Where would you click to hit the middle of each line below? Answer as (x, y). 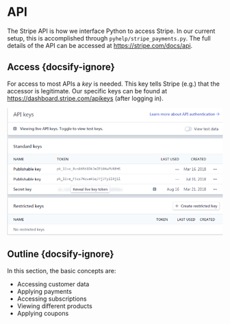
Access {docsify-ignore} (61, 67)
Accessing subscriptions (52, 299)
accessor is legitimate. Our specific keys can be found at (87, 91)
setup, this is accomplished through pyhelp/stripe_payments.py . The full (109, 38)
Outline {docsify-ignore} (61, 254)
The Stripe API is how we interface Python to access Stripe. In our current (111, 31)
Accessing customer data (53, 284)
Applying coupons (43, 313)
